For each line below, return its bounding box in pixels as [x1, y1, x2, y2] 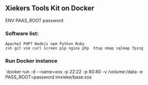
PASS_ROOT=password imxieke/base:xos [5, 74, 92, 80]
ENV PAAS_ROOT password [5, 17, 64, 23]
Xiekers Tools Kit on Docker [5, 4, 94, 13]
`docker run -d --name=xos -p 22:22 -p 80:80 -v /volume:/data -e [5, 69, 143, 75]
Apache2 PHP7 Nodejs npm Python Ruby [5, 41, 85, 47]
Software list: [5, 30, 39, 37]
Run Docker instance [5, 57, 58, 64]
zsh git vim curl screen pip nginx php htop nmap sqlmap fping [5, 46, 143, 51]
